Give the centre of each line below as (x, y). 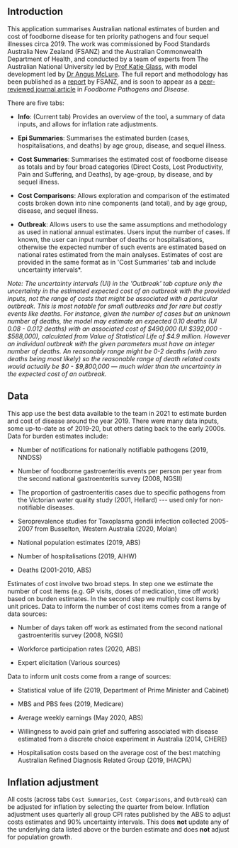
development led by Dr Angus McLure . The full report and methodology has (118, 74)
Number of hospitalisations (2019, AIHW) (77, 556)
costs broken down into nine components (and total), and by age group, (122, 203)
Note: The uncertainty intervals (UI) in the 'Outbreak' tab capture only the (115, 283)
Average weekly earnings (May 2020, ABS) (80, 717)
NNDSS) (30, 457)
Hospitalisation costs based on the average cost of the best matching (119, 752)
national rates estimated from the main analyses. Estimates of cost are (120, 254)
